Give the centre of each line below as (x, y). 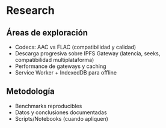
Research (31, 11)
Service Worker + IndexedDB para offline (66, 72)
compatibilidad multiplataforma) (54, 60)
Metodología (31, 92)
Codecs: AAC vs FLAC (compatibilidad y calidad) (75, 47)
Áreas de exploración (47, 33)
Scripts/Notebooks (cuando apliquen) (61, 118)
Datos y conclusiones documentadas (61, 112)
